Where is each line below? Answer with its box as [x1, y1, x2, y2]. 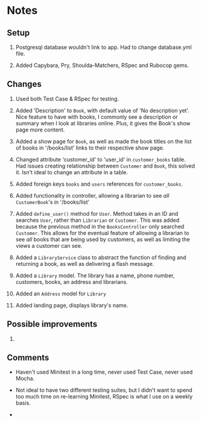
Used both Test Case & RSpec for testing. [15, 95, 120, 102]
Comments [7, 353, 49, 363]
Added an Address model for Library [15, 290, 106, 297]
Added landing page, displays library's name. [15, 301, 129, 309]
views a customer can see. [15, 242, 83, 249]
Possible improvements [7, 319, 98, 329]
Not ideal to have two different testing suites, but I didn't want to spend [15, 386, 193, 394]
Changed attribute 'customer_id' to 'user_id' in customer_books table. [15, 156, 186, 163]
